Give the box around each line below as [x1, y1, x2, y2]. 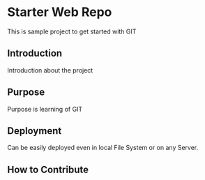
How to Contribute [7, 163, 89, 175]
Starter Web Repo [7, 4, 112, 20]
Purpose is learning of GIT [7, 105, 83, 113]
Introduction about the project [7, 66, 93, 74]
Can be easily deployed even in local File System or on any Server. [7, 144, 199, 152]
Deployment [7, 125, 62, 137]
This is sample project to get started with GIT [7, 27, 137, 36]
